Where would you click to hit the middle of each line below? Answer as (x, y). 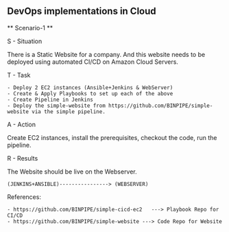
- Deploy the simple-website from (57, 106)
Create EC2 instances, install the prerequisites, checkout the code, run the (112, 137)
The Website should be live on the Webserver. (72, 172)
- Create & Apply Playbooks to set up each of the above (90, 93)
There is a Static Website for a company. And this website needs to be (106, 54)
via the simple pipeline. (69, 112)
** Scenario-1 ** (30, 27)
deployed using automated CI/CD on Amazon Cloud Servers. (93, 62)
